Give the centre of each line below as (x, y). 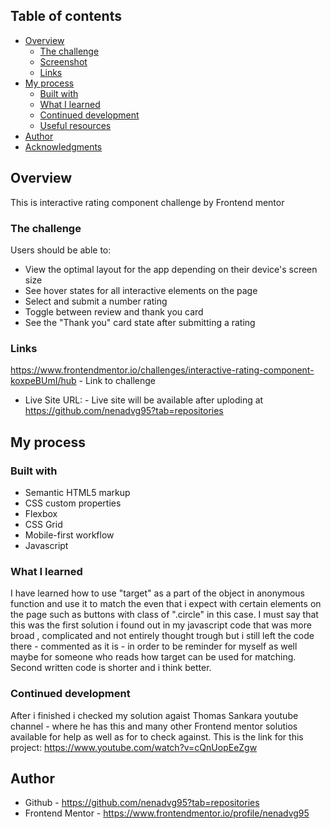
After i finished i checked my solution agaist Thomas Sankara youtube (154, 715)
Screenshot (63, 61)
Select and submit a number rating (96, 301)
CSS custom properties (73, 503)
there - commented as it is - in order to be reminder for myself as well (154, 646)
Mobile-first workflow (69, 535)
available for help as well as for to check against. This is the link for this (157, 736)
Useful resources (75, 125)
